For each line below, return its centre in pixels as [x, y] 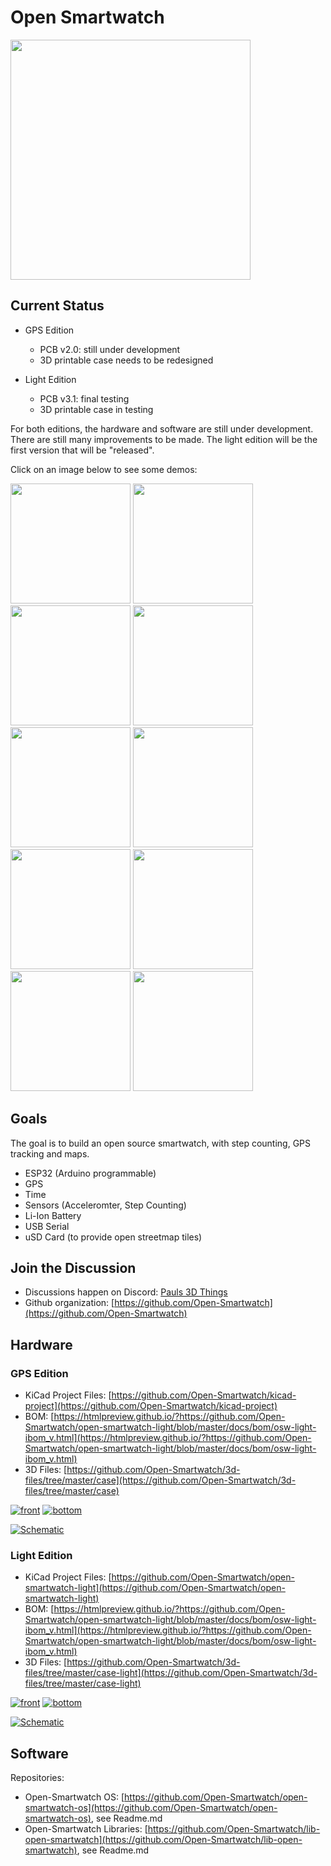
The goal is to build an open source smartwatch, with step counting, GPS [161, 1143]
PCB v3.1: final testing [84, 398]
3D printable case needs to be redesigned [126, 360]
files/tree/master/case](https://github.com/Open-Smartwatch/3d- [160, 1480]
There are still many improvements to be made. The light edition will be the [164, 439]
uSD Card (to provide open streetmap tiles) [113, 1237]
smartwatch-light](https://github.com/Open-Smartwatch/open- [155, 1588]
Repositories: [37, 1778]
